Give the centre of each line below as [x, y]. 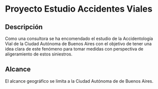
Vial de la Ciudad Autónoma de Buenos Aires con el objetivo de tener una [79, 44]
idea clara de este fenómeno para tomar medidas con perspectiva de [74, 49]
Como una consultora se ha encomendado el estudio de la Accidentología [79, 38]
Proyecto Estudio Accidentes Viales [79, 9]
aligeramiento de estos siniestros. [39, 54]
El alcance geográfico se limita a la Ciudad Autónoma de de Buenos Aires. [79, 81]
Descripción [24, 27]
